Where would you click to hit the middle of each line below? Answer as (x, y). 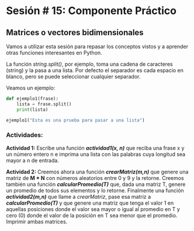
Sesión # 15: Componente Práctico (91, 11)
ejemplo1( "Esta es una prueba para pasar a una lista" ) (75, 120)
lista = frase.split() (44, 104)
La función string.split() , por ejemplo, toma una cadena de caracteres (90, 64)
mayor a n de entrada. (33, 160)
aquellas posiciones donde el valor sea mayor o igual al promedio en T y (93, 209)
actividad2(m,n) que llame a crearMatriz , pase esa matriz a (79, 196)
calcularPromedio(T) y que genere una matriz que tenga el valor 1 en (90, 203)
